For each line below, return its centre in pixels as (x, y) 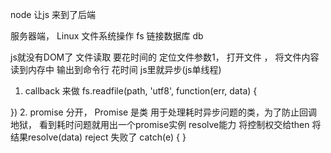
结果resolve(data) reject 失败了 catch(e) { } (98, 137)
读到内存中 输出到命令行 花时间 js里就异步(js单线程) (116, 69)
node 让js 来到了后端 (53, 14)
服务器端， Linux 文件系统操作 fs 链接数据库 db (107, 36)
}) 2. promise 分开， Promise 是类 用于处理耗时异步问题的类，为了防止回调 (164, 112)
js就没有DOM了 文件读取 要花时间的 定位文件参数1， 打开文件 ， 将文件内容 (165, 57)
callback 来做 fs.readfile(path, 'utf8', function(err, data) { (141, 91)
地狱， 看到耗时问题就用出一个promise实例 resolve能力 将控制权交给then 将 (166, 124)
